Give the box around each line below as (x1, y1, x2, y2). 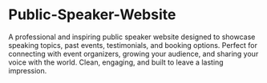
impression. (8, 65, 47, 75)
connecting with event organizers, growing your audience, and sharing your (8, 49, 259, 58)
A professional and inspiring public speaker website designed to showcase (8, 32, 256, 41)
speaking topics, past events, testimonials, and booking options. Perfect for (8, 40, 258, 49)
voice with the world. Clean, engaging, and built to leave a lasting (8, 57, 224, 67)
